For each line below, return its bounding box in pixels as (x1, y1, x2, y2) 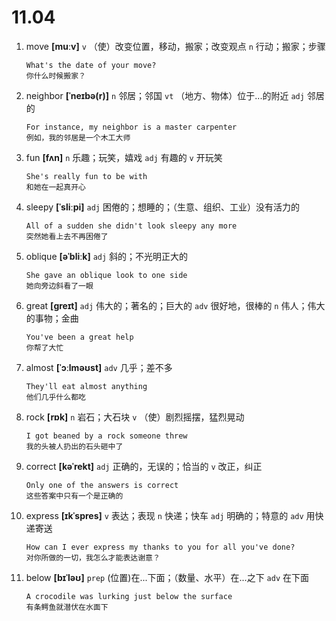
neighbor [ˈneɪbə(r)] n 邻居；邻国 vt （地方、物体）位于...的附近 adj (25, 89, 305, 101)
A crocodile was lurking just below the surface (25, 591, 233, 601)
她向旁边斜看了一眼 (25, 281, 94, 291)
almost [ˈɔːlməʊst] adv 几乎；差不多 (25, 361, 173, 373)
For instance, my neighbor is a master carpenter (25, 122, 238, 132)
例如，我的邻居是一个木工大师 (25, 132, 131, 143)
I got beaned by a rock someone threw (25, 431, 188, 441)
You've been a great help (25, 332, 134, 342)
